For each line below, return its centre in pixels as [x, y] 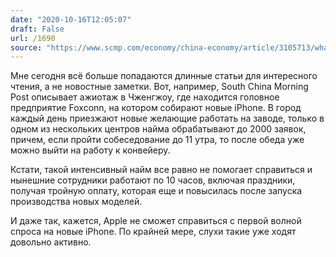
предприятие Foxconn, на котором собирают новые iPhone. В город [156, 108]
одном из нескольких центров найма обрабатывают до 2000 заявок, [158, 129]
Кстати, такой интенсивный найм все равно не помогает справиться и [161, 170]
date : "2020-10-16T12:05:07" [71, 19]
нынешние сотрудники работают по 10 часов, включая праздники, [153, 180]
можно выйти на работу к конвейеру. [90, 150]
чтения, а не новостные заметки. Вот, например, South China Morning [159, 87]
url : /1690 [33, 38]
